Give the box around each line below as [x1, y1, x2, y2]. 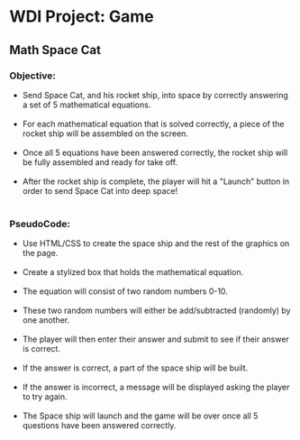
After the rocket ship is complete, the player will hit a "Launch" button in [22, 176, 290, 187]
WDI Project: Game [9, 6, 155, 27]
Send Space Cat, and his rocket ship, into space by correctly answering [22, 89, 288, 100]
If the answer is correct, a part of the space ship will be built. [22, 362, 249, 373]
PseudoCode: [9, 217, 70, 230]
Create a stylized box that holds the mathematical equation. [22, 267, 244, 278]
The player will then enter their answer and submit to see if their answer [22, 334, 290, 344]
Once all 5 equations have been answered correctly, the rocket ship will [22, 147, 288, 158]
